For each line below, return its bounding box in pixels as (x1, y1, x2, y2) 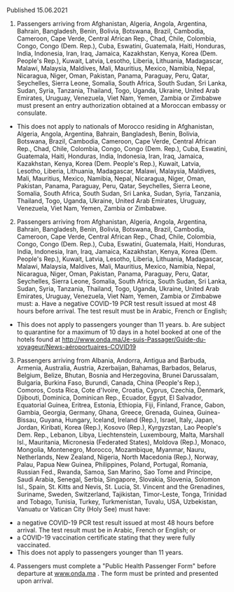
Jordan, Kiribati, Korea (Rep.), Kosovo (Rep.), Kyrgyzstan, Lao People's (16, 423, 221, 431)
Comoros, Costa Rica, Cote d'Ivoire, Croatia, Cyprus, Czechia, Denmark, (16, 386, 226, 394)
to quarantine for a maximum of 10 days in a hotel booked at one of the (16, 328, 221, 336)
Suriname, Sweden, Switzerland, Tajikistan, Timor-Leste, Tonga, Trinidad (16, 490, 227, 498)
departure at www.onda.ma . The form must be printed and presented (16, 570, 219, 577)
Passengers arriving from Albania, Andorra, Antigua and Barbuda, (16, 356, 207, 365)
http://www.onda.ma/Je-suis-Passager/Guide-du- (62, 335, 206, 344)
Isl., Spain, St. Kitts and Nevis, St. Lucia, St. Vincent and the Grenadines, (16, 483, 226, 491)
